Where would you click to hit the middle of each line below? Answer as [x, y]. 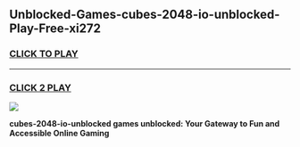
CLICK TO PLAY [44, 54]
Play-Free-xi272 [55, 29]
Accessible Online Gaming [59, 133]
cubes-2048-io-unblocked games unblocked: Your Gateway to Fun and [145, 123]
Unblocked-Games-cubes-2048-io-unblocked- [145, 15]
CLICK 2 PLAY [40, 87]
